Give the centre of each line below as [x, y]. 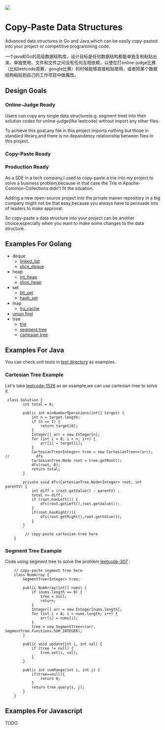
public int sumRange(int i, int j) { [61, 670]
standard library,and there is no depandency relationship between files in [79, 135]
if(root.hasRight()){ [54, 512]
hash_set [29, 298]
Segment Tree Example [33, 551]
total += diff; [47, 495]
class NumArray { [32, 575]
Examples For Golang [38, 244]
